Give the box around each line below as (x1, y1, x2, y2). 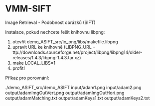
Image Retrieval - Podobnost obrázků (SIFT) (5, 19, 96, 25)
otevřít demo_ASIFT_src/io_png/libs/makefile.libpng (12, 38, 118, 45)
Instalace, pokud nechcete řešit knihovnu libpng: (5, 29, 105, 35)
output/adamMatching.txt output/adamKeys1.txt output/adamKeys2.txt (5, 95, 150, 101)
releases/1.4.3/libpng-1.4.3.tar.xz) (12, 54, 81, 60)
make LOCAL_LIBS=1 (12, 60, 56, 66)
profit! (12, 65, 25, 71)
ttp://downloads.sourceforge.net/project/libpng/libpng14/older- (12, 49, 143, 55)
